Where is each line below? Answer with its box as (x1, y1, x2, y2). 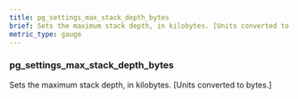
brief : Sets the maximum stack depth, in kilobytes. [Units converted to (9, 21, 290, 30)
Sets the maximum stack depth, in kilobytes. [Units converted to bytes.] (9, 79, 272, 90)
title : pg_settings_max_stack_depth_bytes (9, 12, 170, 22)
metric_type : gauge (9, 29, 82, 38)
